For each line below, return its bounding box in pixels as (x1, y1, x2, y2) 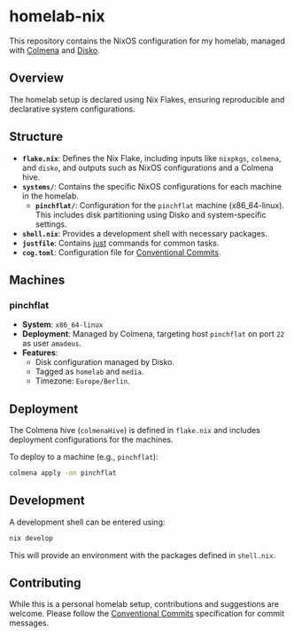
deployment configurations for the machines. (9, 434, 174, 445)
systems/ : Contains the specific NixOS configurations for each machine (21, 181, 282, 191)
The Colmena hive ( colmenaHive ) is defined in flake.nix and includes (9, 425, 261, 436)
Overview (9, 71, 65, 86)
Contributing (9, 576, 81, 591)
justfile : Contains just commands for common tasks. (21, 237, 220, 248)
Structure (9, 129, 64, 144)
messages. (9, 618, 50, 628)
